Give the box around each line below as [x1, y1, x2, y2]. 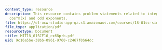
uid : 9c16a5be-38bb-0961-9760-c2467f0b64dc [5, 38, 94, 43]
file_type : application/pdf [5, 25, 62, 30]
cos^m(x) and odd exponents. [9, 16, 68, 20]
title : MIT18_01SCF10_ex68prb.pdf [5, 34, 75, 39]
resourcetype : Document [5, 29, 53, 34]
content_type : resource [5, 7, 53, 12]
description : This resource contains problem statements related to [5, 11, 146, 16]
